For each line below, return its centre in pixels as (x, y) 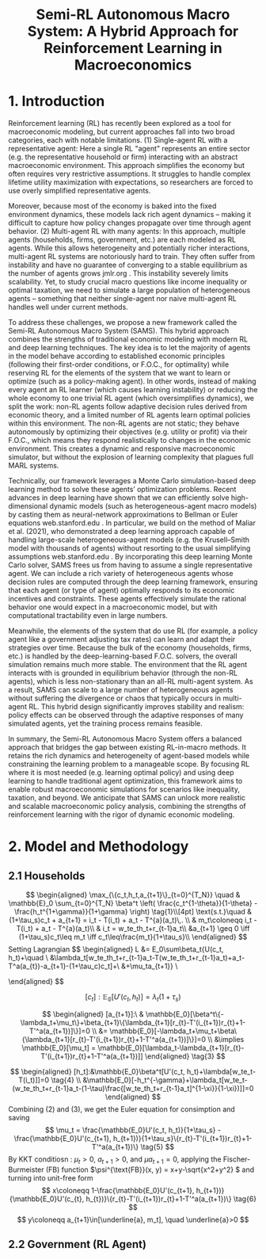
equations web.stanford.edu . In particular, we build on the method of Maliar (132, 523)
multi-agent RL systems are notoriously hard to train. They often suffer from (132, 257)
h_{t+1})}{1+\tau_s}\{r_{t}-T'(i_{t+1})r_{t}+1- (182, 1138)
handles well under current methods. (68, 307)
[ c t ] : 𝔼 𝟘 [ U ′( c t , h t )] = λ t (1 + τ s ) (133, 998)
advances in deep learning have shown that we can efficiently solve (119, 498)
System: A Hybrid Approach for (133, 31)
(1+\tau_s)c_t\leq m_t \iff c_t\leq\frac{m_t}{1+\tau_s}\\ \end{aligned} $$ (133, 937)
